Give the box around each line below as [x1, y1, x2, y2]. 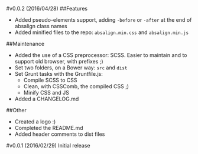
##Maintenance [6, 41, 45, 47]
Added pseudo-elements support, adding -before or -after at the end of [14, 16, 192, 23]
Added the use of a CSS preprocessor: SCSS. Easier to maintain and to [14, 52, 187, 58]
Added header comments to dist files [14, 130, 105, 138]
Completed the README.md [14, 125, 83, 131]
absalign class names [14, 23, 67, 29]
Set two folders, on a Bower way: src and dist [14, 64, 128, 71]
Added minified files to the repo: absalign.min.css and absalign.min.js [14, 29, 189, 36]
